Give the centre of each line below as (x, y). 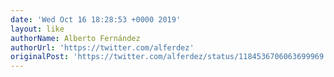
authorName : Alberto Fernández (75, 38)
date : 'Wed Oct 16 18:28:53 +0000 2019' (96, 19)
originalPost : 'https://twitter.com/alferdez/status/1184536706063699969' (169, 57)
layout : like (37, 29)
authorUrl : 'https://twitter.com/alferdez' (102, 47)
